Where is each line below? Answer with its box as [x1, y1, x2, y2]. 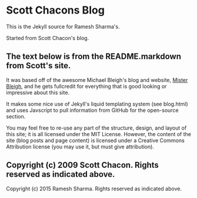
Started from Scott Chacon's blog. [6, 34, 89, 41]
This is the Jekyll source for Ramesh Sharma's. [6, 23, 120, 30]
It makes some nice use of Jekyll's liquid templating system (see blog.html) [6, 100, 188, 107]
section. [6, 113, 26, 120]
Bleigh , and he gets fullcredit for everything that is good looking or [6, 82, 167, 90]
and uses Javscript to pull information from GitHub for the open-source [6, 107, 179, 114]
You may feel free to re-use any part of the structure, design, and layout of [6, 124, 187, 131]
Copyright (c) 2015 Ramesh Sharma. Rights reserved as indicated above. [6, 185, 182, 192]
